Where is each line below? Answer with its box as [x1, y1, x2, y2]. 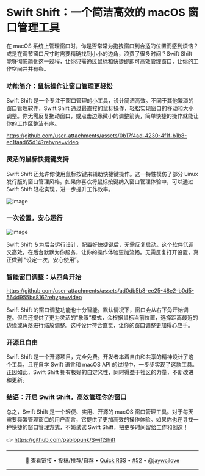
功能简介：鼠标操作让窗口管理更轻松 [6, 82, 113, 90]
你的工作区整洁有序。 [6, 120, 60, 127]
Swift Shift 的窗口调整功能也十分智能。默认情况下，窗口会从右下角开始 [6, 306, 183, 313]
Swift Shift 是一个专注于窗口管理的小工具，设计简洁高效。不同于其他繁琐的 [6, 97, 194, 104]
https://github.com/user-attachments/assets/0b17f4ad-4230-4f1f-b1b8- [6, 132, 187, 139]
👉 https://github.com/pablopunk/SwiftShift [6, 436, 116, 443]
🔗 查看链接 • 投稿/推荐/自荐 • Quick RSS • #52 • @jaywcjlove [25, 456, 180, 464]
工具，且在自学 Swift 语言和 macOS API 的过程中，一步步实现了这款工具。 [11, 361, 198, 368]
